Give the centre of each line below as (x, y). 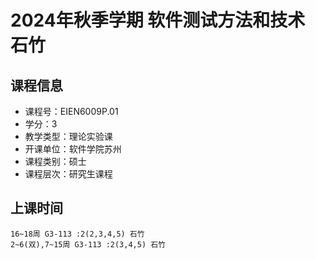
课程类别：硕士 (55, 161)
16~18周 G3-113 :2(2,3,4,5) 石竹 (77, 234)
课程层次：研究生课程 (68, 174)
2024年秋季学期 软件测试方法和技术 (158, 20)
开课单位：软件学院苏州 (73, 149)
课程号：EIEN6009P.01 (71, 111)
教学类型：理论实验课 (68, 136)
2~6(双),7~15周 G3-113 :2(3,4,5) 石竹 (88, 244)
